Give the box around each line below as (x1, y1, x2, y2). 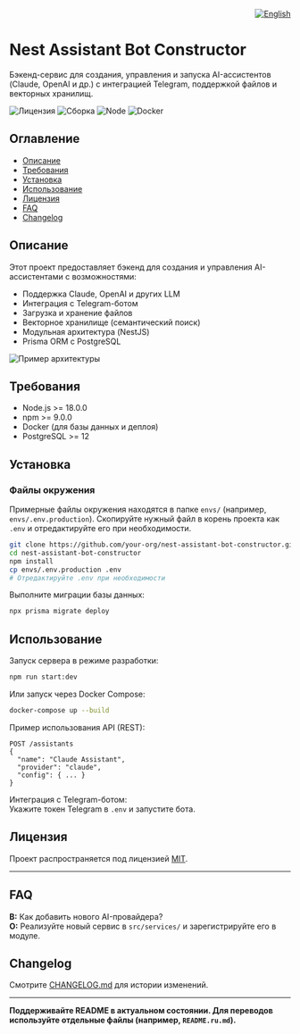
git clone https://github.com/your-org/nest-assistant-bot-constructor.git (9, 540, 297, 549)
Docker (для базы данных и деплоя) (21, 421, 159, 432)
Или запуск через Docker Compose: (9, 688, 146, 699)
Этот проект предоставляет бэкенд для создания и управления (9, 262, 253, 272)
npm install (9, 556, 54, 566)
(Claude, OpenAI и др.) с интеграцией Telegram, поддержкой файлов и (9, 79, 278, 89)
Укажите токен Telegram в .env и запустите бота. (9, 804, 196, 814)
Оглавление (9, 131, 80, 146)
